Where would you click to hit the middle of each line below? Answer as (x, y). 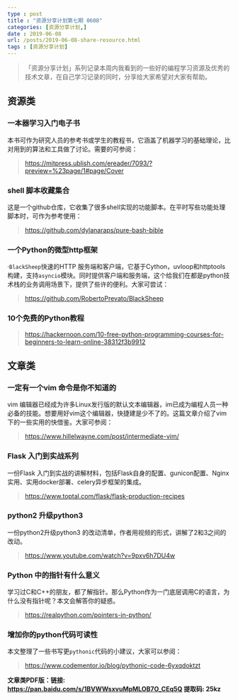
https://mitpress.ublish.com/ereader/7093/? (89, 163)
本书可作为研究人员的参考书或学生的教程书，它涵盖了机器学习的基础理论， (116, 140)
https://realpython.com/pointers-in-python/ (88, 615)
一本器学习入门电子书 (44, 123)
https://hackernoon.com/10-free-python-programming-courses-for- (124, 334)
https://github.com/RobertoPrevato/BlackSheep (94, 299)
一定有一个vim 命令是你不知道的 (62, 387)
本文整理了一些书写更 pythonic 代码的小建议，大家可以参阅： (95, 651)
